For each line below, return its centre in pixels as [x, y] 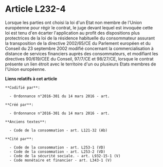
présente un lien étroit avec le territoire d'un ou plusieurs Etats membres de [81, 64]
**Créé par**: [19, 104]
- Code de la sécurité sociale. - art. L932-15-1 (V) [65, 156]
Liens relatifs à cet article [31, 79]
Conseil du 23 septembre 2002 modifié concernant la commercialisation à [80, 48]
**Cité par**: [19, 139]
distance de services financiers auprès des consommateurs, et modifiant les [81, 53]
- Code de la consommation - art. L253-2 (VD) [57, 152]
